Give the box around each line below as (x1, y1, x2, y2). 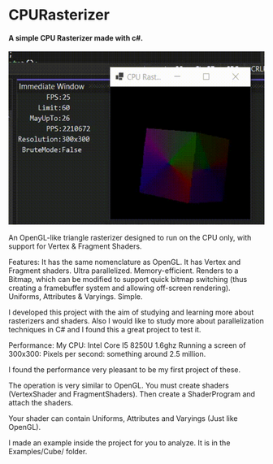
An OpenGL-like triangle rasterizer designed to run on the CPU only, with (8, 232, 252, 242)
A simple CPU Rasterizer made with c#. (8, 33, 144, 42)
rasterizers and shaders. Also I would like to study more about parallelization (8, 315, 264, 326)
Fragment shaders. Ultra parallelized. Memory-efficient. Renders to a (8, 266, 239, 275)
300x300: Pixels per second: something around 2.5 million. (8, 349, 206, 358)
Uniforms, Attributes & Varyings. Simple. (8, 291, 144, 301)
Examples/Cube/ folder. (8, 446, 88, 456)
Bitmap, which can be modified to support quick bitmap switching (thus (8, 274, 248, 284)
